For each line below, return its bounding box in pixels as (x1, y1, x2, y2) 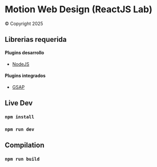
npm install (5, 114, 35, 120)
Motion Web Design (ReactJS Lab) (5, 4, 152, 15)
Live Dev (5, 99, 33, 108)
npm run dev (5, 126, 35, 132)
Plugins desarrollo (5, 50, 44, 56)
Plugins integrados (5, 73, 46, 79)
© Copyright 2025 (5, 20, 43, 27)
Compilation (5, 141, 44, 150)
